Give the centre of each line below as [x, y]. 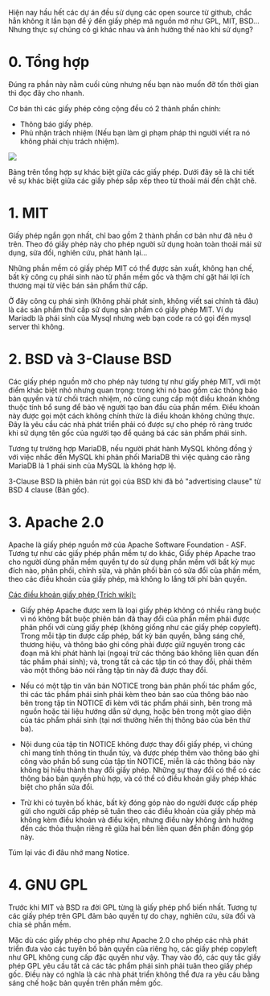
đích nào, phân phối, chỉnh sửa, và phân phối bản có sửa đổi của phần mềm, [135, 570]
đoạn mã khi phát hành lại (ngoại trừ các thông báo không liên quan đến [139, 653]
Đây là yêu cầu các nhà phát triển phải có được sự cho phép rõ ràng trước [131, 424]
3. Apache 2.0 [56, 522]
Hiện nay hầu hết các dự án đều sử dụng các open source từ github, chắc [130, 12]
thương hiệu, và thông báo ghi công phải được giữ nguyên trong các [133, 644]
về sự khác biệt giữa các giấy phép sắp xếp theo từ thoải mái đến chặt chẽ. [133, 181]
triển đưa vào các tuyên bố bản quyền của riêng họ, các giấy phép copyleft [133, 948]
